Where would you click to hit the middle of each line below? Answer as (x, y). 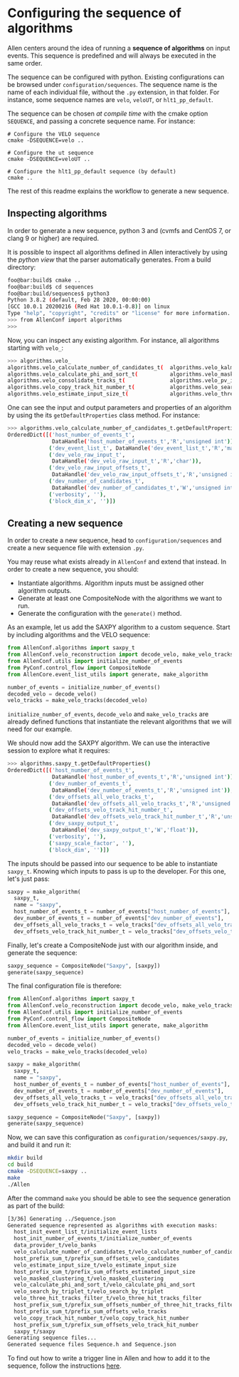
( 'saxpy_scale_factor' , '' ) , (92, 843)
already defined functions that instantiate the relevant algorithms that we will (119, 722)
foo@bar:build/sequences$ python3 (59, 294)
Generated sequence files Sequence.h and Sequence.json (92, 1345)
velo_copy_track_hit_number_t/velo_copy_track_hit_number (102, 1318)
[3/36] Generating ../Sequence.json (62, 1219)
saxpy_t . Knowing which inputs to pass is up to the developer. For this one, (117, 871)
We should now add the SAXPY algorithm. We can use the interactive (109, 743)
